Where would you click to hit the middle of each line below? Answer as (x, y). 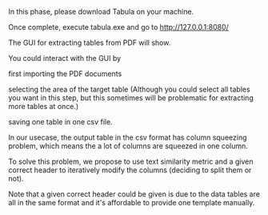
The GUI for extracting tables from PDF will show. (90, 43)
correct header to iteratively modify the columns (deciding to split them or (130, 170)
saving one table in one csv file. (61, 122)
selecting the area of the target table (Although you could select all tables (129, 89)
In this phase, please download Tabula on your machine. (101, 12)
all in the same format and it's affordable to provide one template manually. (132, 203)
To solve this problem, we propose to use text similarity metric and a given (131, 161)
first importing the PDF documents (65, 74)
